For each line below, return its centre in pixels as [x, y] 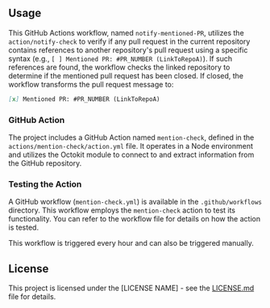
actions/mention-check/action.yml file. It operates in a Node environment [131, 146]
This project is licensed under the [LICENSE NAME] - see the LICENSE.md [131, 288]
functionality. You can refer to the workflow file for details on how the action [134, 219]
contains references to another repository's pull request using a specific [128, 50]
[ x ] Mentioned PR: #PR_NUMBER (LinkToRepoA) [84, 99]
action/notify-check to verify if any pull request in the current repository [129, 41]
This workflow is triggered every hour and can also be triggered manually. [131, 243]
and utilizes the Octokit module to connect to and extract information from [131, 154]
